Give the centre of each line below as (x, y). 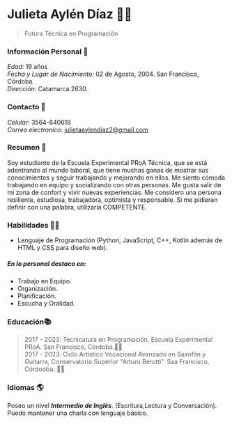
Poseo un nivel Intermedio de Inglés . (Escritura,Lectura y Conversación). (112, 405)
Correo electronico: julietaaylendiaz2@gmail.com (78, 129)
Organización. (37, 289)
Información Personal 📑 (48, 52)
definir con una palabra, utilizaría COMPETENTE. (77, 207)
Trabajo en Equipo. (44, 281)
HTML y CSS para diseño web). (62, 248)
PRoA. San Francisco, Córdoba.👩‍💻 (74, 347)
